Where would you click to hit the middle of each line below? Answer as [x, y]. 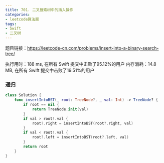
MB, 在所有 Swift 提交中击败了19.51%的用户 [50, 70]
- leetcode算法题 [22, 19]
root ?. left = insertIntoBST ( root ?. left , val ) [80, 137]
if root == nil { [41, 105]
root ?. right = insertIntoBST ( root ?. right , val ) [83, 123]
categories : [18, 15]
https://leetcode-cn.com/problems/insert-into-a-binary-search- [93, 48]
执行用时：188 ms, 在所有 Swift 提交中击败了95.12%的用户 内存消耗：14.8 [81, 64]
